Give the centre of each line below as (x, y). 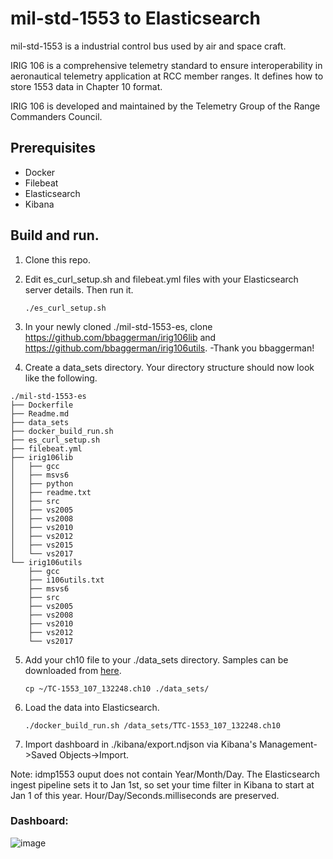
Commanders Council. (56, 116)
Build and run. (55, 235)
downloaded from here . (73, 670)
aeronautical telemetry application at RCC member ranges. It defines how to (167, 76)
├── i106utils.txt (66, 580)
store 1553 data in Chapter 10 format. (86, 86)
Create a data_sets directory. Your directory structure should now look (169, 367)
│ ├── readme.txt (51, 492)
